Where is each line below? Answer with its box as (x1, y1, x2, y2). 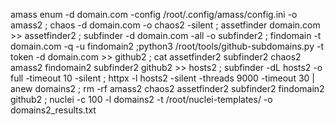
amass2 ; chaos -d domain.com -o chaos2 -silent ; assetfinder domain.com (10, 19, 321, 31)
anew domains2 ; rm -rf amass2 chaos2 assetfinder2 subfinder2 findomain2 (10, 83, 325, 94)
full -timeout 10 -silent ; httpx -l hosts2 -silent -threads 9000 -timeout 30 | (10, 72, 315, 84)
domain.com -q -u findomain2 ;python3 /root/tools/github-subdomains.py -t (10, 40, 324, 52)
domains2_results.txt (10, 104, 97, 116)
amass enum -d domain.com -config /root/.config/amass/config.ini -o (10, 9, 298, 20)
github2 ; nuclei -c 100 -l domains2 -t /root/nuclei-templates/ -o (10, 94, 273, 105)
